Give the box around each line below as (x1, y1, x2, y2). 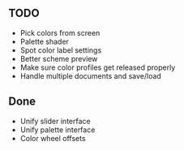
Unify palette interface (19, 125, 96, 135)
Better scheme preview (19, 54, 98, 63)
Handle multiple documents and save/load (19, 71, 162, 80)
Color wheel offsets (19, 133, 87, 143)
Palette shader (19, 36, 69, 46)
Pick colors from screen (19, 28, 101, 37)
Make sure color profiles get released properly (19, 62, 176, 72)
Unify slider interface (19, 116, 91, 126)
